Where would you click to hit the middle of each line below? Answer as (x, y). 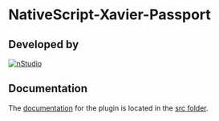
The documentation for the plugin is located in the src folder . (108, 108)
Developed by (44, 44)
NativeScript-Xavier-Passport (109, 15)
